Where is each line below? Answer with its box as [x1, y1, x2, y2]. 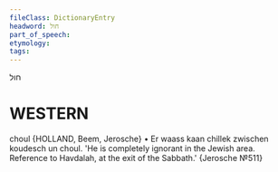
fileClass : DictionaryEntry [9, 13, 116, 23]
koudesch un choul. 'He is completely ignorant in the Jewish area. [9, 143, 255, 154]
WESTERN [9, 103, 89, 124]
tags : [9, 47, 30, 56]
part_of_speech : [9, 30, 71, 39]
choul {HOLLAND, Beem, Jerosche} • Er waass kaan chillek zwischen [9, 133, 269, 145]
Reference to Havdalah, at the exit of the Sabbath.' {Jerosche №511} [9, 153, 264, 164]
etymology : [9, 38, 51, 48]
